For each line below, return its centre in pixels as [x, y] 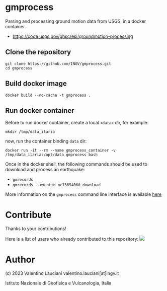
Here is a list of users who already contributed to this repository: [72, 239]
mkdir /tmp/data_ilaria [30, 132]
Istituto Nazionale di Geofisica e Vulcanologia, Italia [58, 283]
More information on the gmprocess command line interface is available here [83, 194]
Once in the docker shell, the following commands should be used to [76, 164]
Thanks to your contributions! [36, 229]
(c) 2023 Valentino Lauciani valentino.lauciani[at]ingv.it [62, 273]
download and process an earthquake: [45, 170]
